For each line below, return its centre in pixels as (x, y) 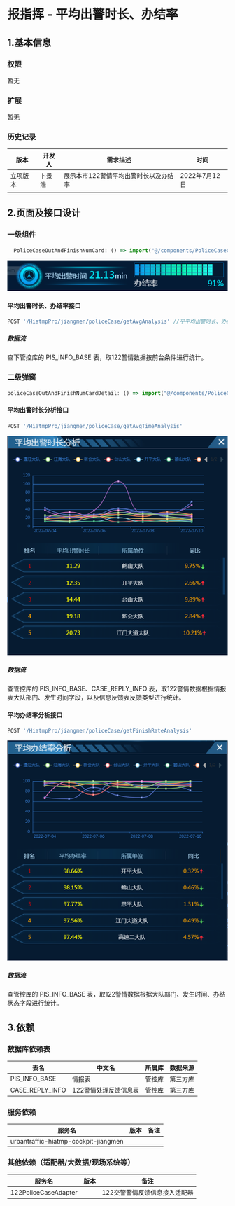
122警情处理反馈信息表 (106, 1090)
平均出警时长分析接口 (38, 410)
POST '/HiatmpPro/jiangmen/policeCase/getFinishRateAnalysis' (100, 731)
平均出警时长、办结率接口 (44, 305)
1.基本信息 (29, 42)
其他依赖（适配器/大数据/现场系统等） (71, 1163)
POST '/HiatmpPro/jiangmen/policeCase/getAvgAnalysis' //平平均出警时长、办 (117, 322)
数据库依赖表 (29, 1049)
